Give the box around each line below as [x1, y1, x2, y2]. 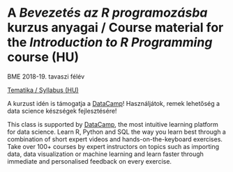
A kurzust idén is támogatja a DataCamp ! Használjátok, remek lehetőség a [7, 99, 220, 107]
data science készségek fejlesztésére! [7, 107, 117, 115]
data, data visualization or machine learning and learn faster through [7, 150, 204, 158]
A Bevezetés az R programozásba [7, 5, 208, 21]
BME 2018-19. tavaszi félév [7, 72, 85, 81]
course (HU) [7, 49, 79, 65]
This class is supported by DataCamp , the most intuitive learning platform [7, 120, 218, 128]
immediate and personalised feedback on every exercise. [7, 157, 172, 165]
